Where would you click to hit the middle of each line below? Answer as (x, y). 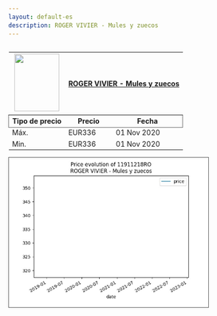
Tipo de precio (37, 121)
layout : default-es (41, 17)
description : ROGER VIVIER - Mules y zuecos (83, 25)
